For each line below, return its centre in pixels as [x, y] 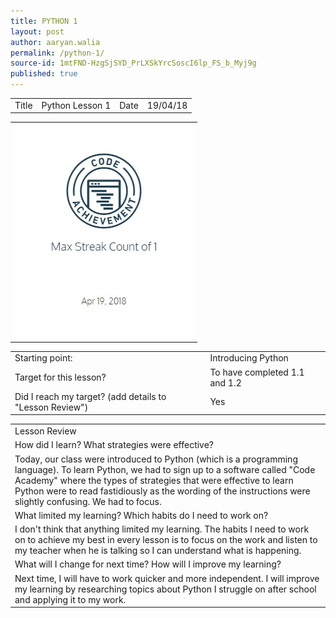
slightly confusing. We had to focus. [88, 501]
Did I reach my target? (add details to [90, 396]
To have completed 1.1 [257, 372]
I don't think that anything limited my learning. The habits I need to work [162, 529]
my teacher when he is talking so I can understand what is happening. [158, 550]
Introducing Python [249, 358]
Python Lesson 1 [76, 105]
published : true [44, 74]
